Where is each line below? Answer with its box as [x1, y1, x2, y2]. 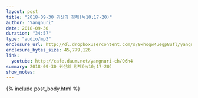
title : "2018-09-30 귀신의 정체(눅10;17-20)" [6, 14, 113, 20]
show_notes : [6, 69, 35, 75]
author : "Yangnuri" [6, 19, 54, 25]
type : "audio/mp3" [6, 36, 51, 42]
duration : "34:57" [6, 31, 51, 37]
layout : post [6, 8, 38, 15]
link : [6, 53, 19, 58]
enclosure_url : [6, 42, 44, 48]
